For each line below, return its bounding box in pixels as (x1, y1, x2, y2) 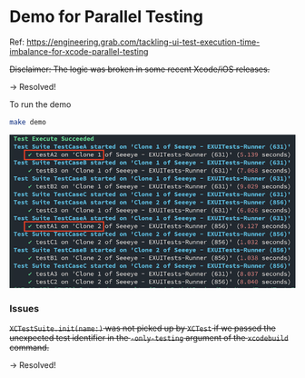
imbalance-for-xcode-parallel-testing (9, 45, 149, 56)
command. (9, 343, 50, 353)
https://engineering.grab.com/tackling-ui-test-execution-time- (26, 36, 261, 47)
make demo (9, 117, 47, 126)
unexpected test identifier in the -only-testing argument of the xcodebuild (9, 333, 289, 343)
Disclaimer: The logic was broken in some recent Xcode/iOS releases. (9, 64, 271, 75)
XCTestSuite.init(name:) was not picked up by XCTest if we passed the (9, 323, 277, 333)
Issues (9, 303, 40, 314)
